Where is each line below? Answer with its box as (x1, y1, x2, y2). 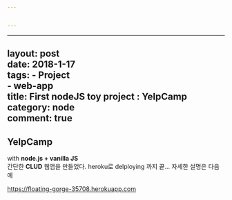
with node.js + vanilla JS (7, 154, 78, 162)
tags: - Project (7, 70, 70, 81)
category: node (7, 101, 75, 114)
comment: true (7, 112, 72, 124)
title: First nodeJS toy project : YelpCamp (7, 91, 188, 103)
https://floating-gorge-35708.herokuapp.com (7, 184, 137, 193)
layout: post (7, 48, 60, 59)
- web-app (7, 80, 54, 92)
